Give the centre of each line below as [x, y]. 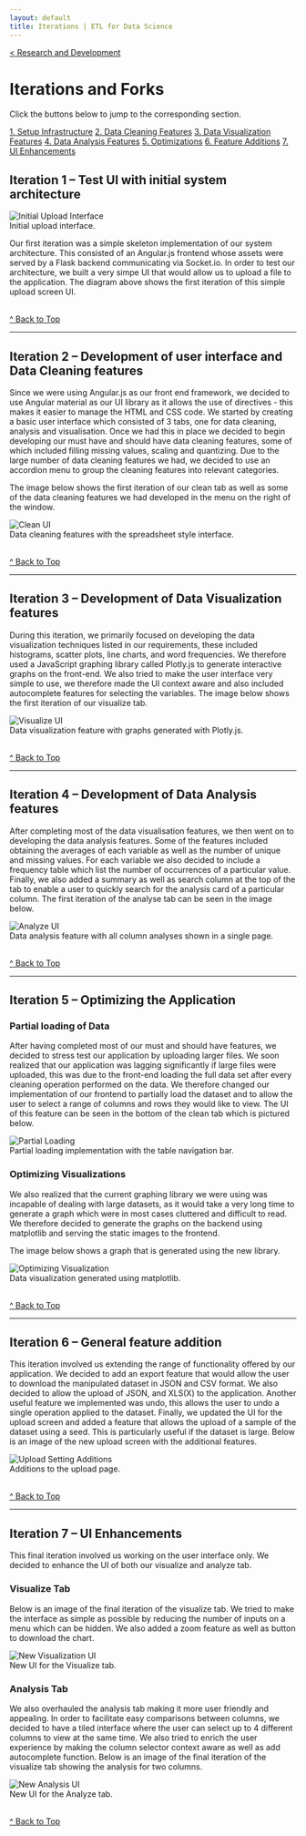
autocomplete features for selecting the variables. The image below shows [149, 692]
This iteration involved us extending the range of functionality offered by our [153, 1364]
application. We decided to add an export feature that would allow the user [149, 1374]
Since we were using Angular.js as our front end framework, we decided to [149, 393]
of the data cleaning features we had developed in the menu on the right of [150, 497]
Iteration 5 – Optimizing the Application [123, 1000]
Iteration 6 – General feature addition [116, 1343]
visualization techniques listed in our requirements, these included [133, 644]
